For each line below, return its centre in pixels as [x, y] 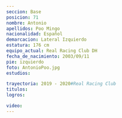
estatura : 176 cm [28, 46]
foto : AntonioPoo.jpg [33, 67]
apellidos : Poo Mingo [33, 28]
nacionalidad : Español [34, 34]
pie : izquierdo [25, 62]
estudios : [19, 73]
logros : [16, 95]
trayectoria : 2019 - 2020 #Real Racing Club [61, 84]
